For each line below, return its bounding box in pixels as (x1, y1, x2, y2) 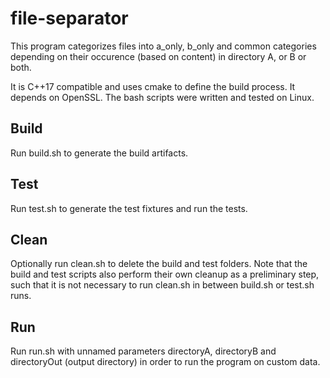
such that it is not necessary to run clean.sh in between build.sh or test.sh (10, 279, 315, 291)
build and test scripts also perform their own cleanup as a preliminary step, (10, 268, 320, 281)
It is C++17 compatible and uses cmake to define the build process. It (10, 80, 296, 92)
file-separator (10, 7, 129, 30)
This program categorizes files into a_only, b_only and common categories (10, 40, 317, 52)
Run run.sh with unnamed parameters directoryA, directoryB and (10, 345, 277, 357)
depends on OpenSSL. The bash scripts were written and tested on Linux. (10, 91, 315, 103)
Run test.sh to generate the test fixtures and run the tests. (10, 202, 248, 214)
